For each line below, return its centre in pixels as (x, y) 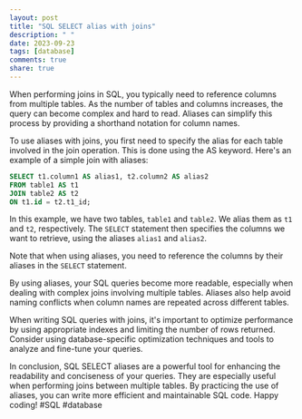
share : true (32, 69)
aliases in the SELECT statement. (68, 266)
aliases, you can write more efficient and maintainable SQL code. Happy (144, 395)
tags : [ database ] (42, 52)
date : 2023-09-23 (42, 43)
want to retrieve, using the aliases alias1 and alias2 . (108, 239)
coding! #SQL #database (56, 405)
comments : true (38, 60)
